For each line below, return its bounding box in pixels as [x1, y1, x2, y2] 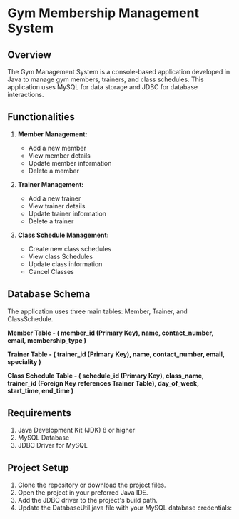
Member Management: [17, 130, 88, 138]
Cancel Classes [28, 267, 75, 276]
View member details [28, 151, 91, 160]
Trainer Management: [17, 180, 84, 188]
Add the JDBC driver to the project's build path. [17, 496, 158, 505]
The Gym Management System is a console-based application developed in [7, 68, 230, 76]
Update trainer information [28, 209, 107, 218]
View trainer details [28, 201, 86, 210]
